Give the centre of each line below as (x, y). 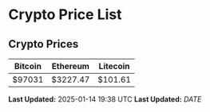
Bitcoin (28, 66)
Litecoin (114, 66)
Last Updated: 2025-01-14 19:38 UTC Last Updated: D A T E (105, 99)
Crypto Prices (44, 44)
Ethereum (71, 66)
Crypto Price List (65, 15)
